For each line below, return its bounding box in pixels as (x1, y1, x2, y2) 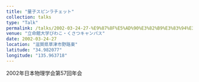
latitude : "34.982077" (6, 47, 62, 53)
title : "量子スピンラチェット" (6, 8, 75, 15)
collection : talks (6, 14, 52, 20)
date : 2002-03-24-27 (6, 36, 57, 42)
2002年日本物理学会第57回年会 (6, 69, 82, 77)
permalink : (6, 25, 33, 31)
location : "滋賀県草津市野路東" (6, 42, 78, 48)
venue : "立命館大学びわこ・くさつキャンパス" (6, 31, 105, 37)
